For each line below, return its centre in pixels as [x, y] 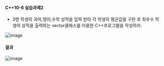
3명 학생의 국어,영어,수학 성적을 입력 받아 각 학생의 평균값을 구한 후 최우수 [83, 19]
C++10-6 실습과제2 [24, 7]
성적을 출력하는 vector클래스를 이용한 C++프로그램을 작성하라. [82, 26]
